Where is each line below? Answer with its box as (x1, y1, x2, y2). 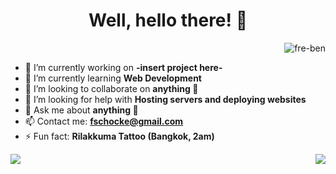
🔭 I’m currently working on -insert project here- (24, 61, 223, 73)
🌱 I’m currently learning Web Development (24, 72, 202, 84)
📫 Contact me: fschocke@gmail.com (24, 115, 184, 127)
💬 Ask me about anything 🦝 (24, 104, 139, 116)
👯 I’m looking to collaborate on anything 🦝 (24, 82, 199, 94)
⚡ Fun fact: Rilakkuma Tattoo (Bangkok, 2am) (24, 130, 215, 142)
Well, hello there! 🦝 (88, 9, 248, 32)
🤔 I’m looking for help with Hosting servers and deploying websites (24, 93, 307, 105)
